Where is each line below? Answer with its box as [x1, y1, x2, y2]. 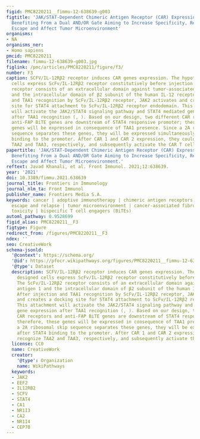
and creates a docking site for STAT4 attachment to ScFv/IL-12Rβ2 [17, 297, 187, 303]
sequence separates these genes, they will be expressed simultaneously [11, 130, 196, 137]
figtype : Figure [6, 225, 46, 231]
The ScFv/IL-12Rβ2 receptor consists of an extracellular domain [17, 280, 183, 286]
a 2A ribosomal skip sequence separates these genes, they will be [17, 324, 187, 331]
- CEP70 [11, 424, 31, 430]
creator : [11, 352, 33, 358]
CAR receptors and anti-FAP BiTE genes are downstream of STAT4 [17, 313, 180, 319]
